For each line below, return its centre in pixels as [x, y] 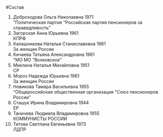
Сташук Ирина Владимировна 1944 [51, 102]
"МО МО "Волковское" [37, 60]
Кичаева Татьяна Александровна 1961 [54, 54]
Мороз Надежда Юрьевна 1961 [46, 76]
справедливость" [32, 28]
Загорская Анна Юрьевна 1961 [46, 33]
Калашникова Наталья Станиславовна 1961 [59, 44]
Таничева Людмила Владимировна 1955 [56, 113]
